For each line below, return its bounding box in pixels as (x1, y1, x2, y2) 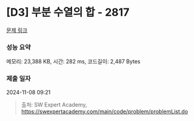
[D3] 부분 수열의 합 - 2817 (6, 5, 130, 19)
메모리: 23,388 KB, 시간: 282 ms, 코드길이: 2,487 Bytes (6, 58, 141, 65)
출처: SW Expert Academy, (21, 101, 87, 108)
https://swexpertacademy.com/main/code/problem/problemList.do (21, 108, 189, 115)
